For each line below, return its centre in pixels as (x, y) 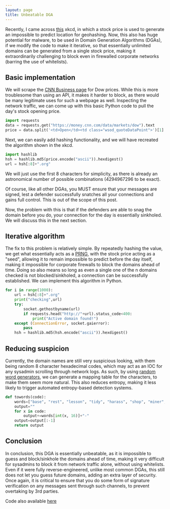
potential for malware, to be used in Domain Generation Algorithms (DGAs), (83, 40)
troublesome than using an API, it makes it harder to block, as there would (82, 95)
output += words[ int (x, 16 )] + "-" (56, 416)
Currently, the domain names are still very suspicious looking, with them (80, 361)
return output (29, 425)
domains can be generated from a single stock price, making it (70, 51)
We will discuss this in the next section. (46, 220)
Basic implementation (40, 77)
